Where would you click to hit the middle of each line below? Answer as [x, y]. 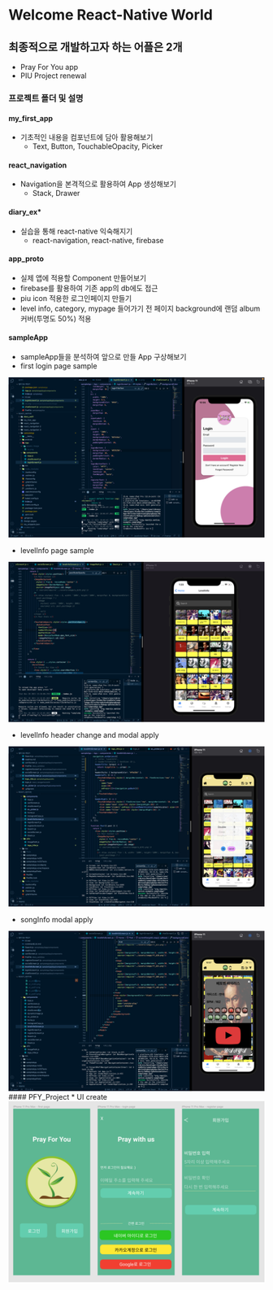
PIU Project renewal [53, 76]
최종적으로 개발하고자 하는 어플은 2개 [95, 47]
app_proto [26, 259]
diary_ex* [25, 211]
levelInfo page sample [57, 550]
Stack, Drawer [56, 194]
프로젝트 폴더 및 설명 [46, 98]
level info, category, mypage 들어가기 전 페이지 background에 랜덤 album [140, 308]
